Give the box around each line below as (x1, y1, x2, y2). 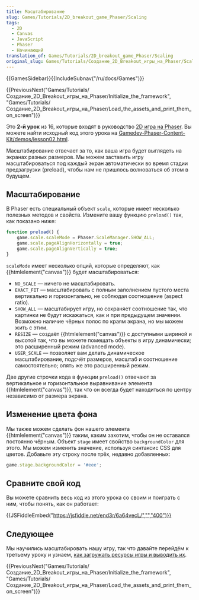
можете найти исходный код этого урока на (6, 129, 118, 136)
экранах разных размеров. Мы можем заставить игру (6, 153, 144, 160)
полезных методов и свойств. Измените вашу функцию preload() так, (6, 211, 184, 218)
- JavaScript (11, 36, 44, 42)
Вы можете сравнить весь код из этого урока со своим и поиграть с (6, 494, 181, 501)
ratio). (14, 299, 30, 306)
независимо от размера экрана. (6, 392, 88, 399)
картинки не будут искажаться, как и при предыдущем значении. (14, 311, 182, 318)
